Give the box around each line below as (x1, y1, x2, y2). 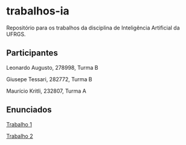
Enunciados (6, 105, 53, 115)
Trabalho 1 (6, 120, 32, 128)
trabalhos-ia (6, 4, 69, 18)
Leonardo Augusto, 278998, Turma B (6, 64, 98, 71)
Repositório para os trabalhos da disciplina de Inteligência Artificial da (6, 24, 180, 31)
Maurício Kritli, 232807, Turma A (6, 87, 86, 94)
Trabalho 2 (6, 132, 33, 140)
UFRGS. (6, 30, 26, 37)
